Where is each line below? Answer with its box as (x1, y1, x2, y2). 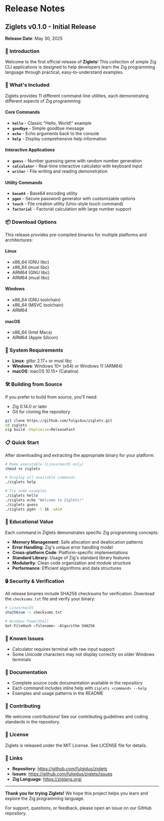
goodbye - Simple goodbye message (12, 125, 84, 131)
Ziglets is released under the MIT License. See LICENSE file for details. (5, 742, 147, 748)
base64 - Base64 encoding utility (12, 190, 78, 196)
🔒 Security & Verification (5, 578, 64, 584)
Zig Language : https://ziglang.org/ (12, 776, 82, 782)
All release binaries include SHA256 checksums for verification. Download (5, 591, 155, 597)
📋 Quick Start (5, 439, 39, 446)
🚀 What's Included (5, 81, 50, 88)
